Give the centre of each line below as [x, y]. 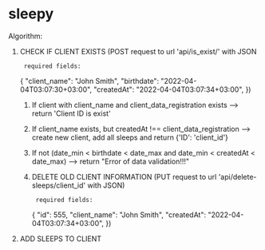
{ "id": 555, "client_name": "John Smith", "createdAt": [119, 214]
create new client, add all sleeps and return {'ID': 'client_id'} [130, 137]
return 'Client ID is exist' [71, 113]
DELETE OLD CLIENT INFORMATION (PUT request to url [124, 177]
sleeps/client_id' [59, 185]
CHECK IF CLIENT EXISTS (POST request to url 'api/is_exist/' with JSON [138, 51]
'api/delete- [237, 177]
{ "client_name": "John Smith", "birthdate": [89, 81]
